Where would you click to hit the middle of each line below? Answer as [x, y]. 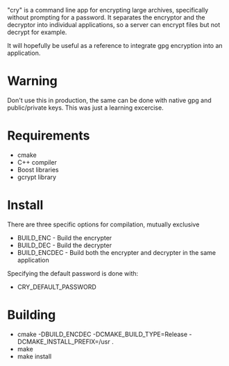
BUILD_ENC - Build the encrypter [65, 238]
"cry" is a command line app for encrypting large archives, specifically [108, 10]
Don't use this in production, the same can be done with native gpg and [109, 100]
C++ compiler [37, 162]
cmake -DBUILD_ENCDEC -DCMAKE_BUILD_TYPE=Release [102, 334]
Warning [32, 81]
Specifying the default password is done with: [73, 273]
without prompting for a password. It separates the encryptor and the [106, 17]
